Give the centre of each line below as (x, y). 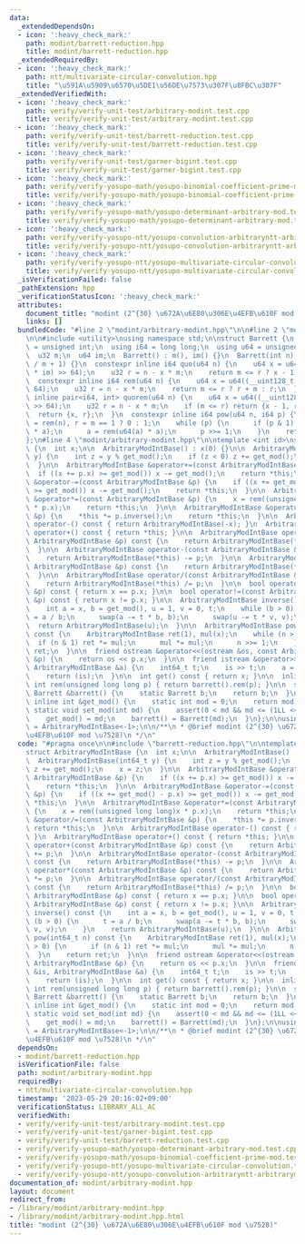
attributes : (40, 305)
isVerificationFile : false (69, 1065)
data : (20, 18)
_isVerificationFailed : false (74, 280)
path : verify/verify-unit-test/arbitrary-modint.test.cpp (138, 111)
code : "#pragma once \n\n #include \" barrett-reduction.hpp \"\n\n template (158, 744)
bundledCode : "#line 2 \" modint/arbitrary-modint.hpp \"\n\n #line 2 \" (154, 331)
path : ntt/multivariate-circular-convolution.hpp (122, 77)
